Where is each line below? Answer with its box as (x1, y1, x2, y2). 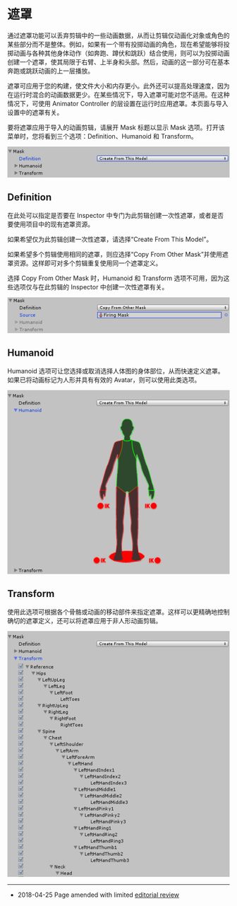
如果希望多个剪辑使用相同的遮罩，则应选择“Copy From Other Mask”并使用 (7, 250, 223, 258)
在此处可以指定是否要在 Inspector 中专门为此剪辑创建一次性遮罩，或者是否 (7, 211, 224, 219)
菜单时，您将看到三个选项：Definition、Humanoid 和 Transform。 (7, 132, 197, 140)
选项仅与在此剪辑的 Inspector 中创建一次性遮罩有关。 (13, 282, 169, 291)
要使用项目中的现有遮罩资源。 (7, 220, 94, 228)
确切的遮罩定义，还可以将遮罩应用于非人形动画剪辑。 (7, 616, 162, 625)
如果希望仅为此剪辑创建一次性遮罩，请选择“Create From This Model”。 (7, 235, 213, 243)
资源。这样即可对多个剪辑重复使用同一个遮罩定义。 (13, 259, 162, 267)
